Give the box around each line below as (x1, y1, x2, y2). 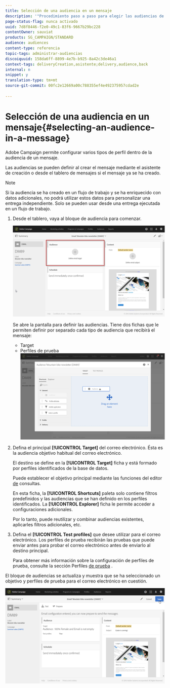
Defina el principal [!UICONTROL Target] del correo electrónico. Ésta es (12, 445, 163, 451)
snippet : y (5, 73, 28, 78)
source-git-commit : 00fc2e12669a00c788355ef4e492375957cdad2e (5, 83, 139, 88)
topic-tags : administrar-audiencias (5, 51, 82, 56)
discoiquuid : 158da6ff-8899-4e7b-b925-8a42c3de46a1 (5, 56, 116, 61)
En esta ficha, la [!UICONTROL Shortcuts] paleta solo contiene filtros (12, 490, 158, 496)
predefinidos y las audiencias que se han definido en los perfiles (12, 496, 148, 501)
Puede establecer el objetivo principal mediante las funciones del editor (12, 475, 162, 481)
